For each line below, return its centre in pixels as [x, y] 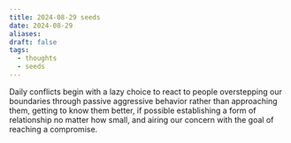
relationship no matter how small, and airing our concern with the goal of [142, 119]
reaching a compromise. [54, 129]
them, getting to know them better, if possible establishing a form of [133, 110]
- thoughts [37, 58]
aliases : [25, 34]
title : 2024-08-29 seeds [55, 17]
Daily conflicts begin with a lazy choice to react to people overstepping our [146, 91]
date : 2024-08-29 [41, 26]
